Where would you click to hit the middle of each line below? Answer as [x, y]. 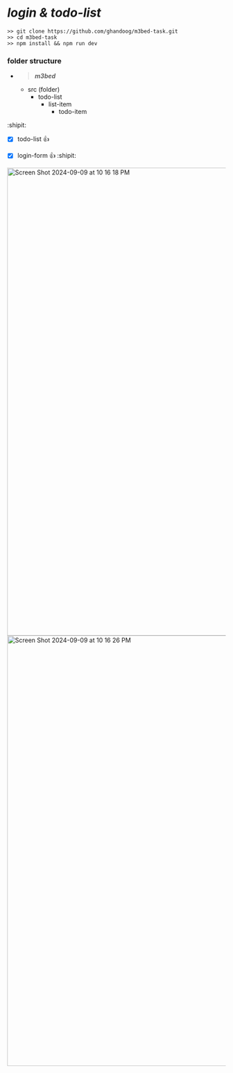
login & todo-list [54, 13]
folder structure [35, 60]
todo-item [73, 112]
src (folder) [44, 90]
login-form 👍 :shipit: [46, 156]
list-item [60, 104]
